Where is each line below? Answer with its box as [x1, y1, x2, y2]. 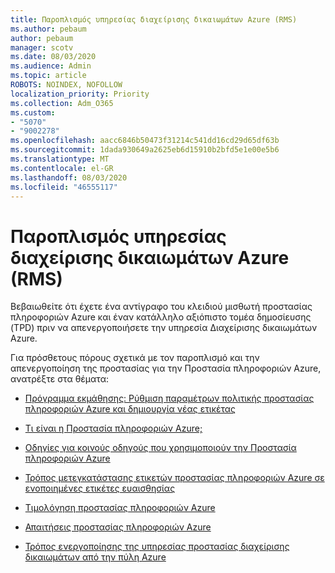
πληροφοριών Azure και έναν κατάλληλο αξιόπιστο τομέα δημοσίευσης [10, 311, 312, 323]
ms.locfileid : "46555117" [10, 182, 118, 192]
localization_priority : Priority [10, 89, 150, 99]
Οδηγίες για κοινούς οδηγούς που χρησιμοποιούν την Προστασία [24, 442, 297, 454]
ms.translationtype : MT [10, 154, 110, 164]
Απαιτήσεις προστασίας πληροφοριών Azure [24, 521, 212, 533]
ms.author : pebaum [10, 24, 87, 34]
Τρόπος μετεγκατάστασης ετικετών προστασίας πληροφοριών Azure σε [24, 472, 325, 484]
